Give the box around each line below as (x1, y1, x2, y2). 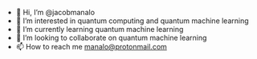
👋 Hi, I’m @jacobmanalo (15, 8, 95, 17)
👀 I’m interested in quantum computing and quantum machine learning (15, 16, 249, 26)
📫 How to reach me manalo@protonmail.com (15, 42, 167, 51)
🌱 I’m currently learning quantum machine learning (15, 25, 184, 33)
